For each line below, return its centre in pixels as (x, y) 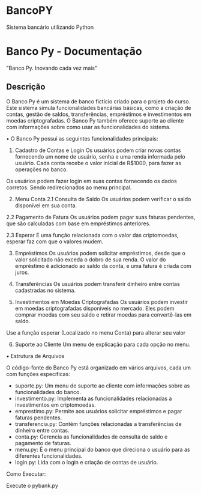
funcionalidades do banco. (48, 392)
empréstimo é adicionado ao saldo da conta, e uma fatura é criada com (103, 266)
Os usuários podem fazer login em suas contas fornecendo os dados (91, 181)
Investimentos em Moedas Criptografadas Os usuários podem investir (101, 302)
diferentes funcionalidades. (49, 456)
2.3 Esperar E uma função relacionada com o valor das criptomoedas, (92, 235)
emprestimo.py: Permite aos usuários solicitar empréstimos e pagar (98, 411)
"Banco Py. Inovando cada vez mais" (52, 68)
